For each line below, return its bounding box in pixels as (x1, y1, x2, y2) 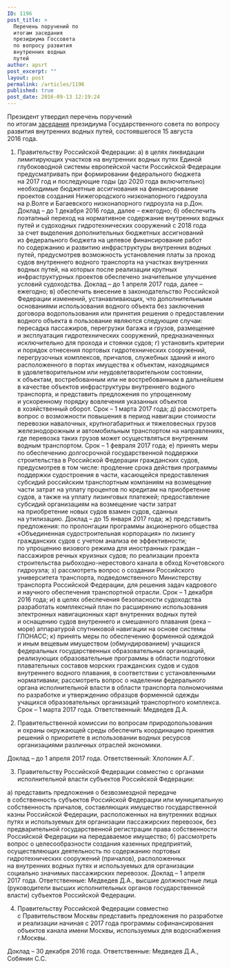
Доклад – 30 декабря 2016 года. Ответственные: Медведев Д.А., (7, 947, 199, 955)
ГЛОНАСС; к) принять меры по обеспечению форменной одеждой (17, 632, 214, 640)
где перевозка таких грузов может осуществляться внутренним (17, 434, 208, 442)
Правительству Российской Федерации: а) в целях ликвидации (17, 148, 205, 156)
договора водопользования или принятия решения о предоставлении (17, 309, 224, 318)
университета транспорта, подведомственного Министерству (17, 574, 202, 581)
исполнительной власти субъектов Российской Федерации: (17, 775, 194, 783)
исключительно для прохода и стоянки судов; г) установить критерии (17, 339, 224, 347)
